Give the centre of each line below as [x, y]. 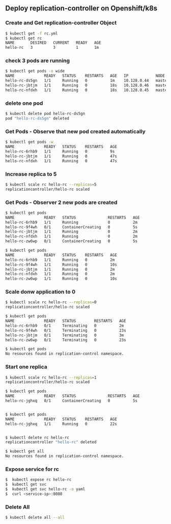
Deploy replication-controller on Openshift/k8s [81, 8]
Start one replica [26, 367]
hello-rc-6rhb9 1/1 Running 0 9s [60, 151]
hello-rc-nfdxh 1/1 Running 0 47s [61, 161]
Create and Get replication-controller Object [61, 23]
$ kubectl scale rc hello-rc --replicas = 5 [51, 184]
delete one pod [24, 103]
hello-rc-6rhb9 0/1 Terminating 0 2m [65, 326]
